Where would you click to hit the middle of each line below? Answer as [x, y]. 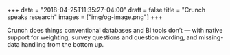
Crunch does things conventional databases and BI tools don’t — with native [115, 30]
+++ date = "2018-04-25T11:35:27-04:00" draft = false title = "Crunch [106, 10]
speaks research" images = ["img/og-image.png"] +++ [85, 17]
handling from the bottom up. [62, 44]
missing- [211, 37]
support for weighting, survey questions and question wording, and [102, 37]
